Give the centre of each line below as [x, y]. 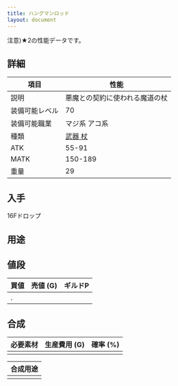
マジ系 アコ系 [87, 124]
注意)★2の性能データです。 [46, 40]
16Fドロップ [24, 216]
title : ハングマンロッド [38, 13]
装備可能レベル [35, 111]
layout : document [32, 20]
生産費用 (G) [65, 345]
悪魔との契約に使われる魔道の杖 [117, 98]
